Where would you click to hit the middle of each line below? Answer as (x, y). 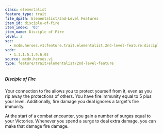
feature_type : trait (26, 14)
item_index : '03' (23, 28)
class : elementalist (26, 9)
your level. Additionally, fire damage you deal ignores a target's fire (72, 102)
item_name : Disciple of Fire (34, 32)
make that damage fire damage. (37, 126)
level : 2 (14, 37)
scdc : (10, 50)
